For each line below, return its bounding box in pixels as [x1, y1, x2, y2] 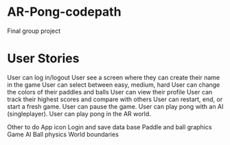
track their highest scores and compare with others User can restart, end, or [7, 95, 223, 103]
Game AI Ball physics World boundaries [7, 130, 119, 138]
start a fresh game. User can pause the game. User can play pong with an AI [7, 102, 224, 110]
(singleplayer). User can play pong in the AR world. [7, 109, 151, 118]
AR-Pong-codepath [7, 4, 122, 20]
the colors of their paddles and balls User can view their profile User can [7, 88, 213, 96]
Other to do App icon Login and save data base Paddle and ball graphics [7, 122, 212, 131]
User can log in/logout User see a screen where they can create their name [7, 73, 220, 81]
